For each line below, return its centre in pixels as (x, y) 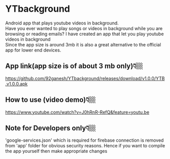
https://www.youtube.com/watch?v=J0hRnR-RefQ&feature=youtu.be (77, 112)
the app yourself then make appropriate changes (56, 151)
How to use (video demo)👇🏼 (50, 100)
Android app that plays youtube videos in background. (62, 23)
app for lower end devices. (33, 50)
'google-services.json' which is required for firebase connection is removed (84, 140)
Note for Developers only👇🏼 (50, 128)
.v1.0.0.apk (16, 84)
